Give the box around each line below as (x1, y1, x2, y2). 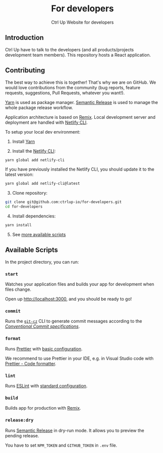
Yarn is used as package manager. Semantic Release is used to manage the (5, 99, 158, 105)
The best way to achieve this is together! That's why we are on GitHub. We (5, 79, 156, 85)
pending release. (5, 432, 39, 439)
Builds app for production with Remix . (5, 405, 81, 411)
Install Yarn (12, 139, 35, 144)
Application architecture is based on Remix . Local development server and (5, 114, 156, 120)
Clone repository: (12, 190, 48, 196)
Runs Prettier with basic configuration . (5, 346, 82, 351)
